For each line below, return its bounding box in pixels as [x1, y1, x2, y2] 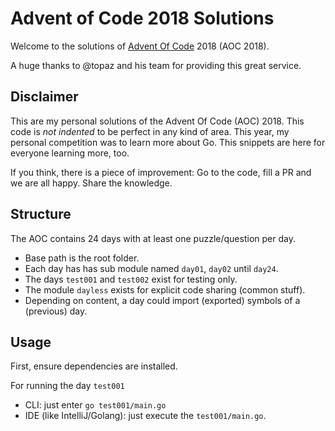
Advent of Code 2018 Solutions [10, 7, 275, 30]
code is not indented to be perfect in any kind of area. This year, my [10, 125, 290, 137]
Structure [10, 206, 72, 223]
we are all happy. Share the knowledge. [10, 177, 173, 189]
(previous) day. [24, 305, 88, 317]
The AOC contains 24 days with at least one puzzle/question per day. [10, 232, 296, 244]
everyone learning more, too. [10, 147, 130, 159]
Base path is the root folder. [24, 252, 140, 264]
